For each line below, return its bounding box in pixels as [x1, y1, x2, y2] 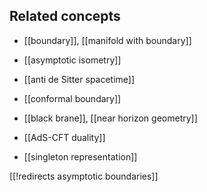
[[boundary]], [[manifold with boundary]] [23, 34, 192, 46]
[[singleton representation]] [23, 150, 138, 163]
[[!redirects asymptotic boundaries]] [9, 170, 159, 182]
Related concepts [9, 8, 121, 25]
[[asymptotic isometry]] [23, 54, 122, 66]
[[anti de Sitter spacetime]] [23, 73, 136, 85]
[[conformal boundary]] [23, 92, 122, 104]
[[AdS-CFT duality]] [23, 131, 106, 143]
